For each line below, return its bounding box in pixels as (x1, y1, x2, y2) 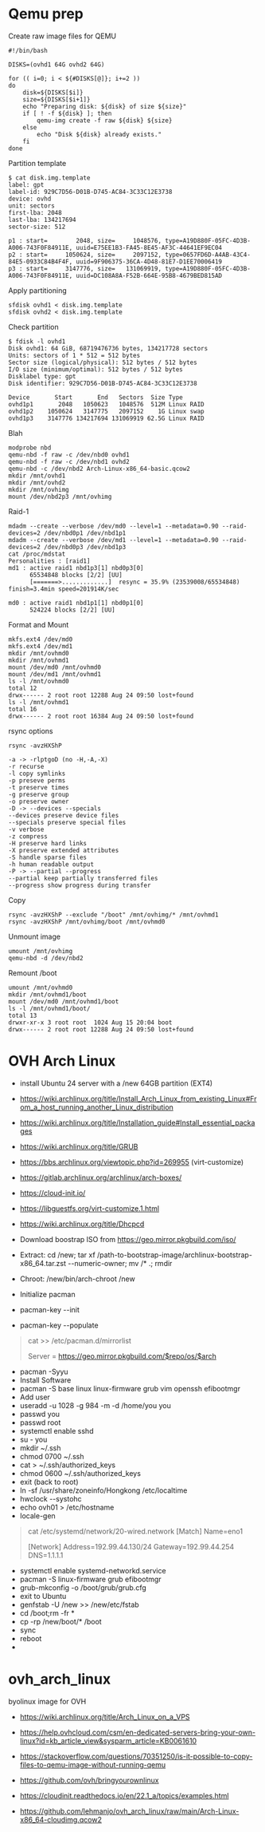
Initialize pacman (19, 1289, 76, 1299)
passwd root (19, 1418, 61, 1427)
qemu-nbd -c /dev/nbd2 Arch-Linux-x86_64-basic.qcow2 (8, 465, 191, 473)
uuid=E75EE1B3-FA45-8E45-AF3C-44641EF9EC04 (76, 243, 223, 251)
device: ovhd (8, 195, 52, 203)
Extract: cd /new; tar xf (19, 1250, 95, 1260)
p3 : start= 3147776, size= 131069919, (8, 264, 162, 272)
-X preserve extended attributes (8, 846, 119, 854)
